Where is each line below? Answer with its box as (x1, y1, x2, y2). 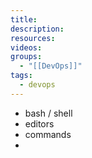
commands (24, 128, 72, 140)
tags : (10, 71, 33, 81)
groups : (10, 52, 43, 62)
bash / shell (24, 107, 73, 119)
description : (10, 24, 65, 34)
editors (24, 117, 55, 130)
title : (10, 14, 38, 25)
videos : (10, 42, 43, 53)
